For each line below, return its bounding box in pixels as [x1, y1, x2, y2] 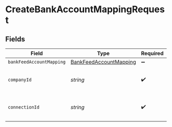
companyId [8, 77, 32, 83]
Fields [5, 35, 26, 43]
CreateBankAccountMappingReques [5, 4, 165, 15]
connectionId [8, 105, 40, 110]
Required [141, 50, 164, 57]
